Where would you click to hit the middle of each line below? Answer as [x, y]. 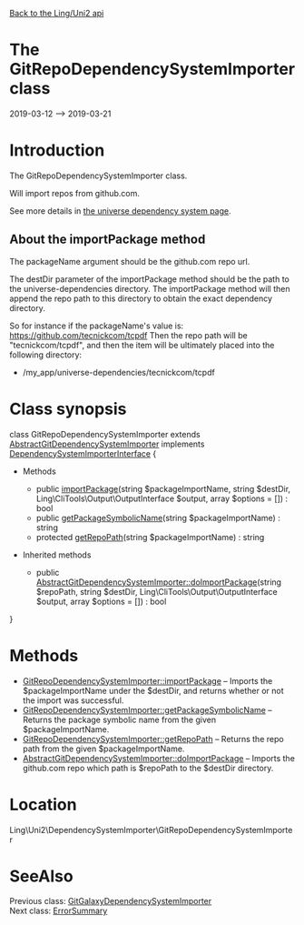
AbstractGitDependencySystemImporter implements [107, 444]
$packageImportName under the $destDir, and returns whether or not [153, 690]
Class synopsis [68, 409]
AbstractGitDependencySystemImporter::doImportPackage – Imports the [158, 758]
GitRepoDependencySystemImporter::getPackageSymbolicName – [147, 709]
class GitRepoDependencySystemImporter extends [105, 434]
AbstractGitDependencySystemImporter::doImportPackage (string [159, 582]
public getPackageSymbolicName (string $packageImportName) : [158, 518]
